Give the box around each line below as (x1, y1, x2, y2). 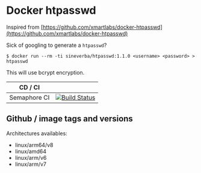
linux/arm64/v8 (14, 141, 54, 148)
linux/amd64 (14, 148, 47, 155)
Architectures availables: (6, 130, 67, 137)
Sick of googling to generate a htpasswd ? (6, 41, 107, 49)
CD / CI (19, 83, 40, 91)
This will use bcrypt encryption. (6, 68, 85, 76)
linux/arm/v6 (14, 154, 47, 161)
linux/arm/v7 (14, 160, 47, 168)
